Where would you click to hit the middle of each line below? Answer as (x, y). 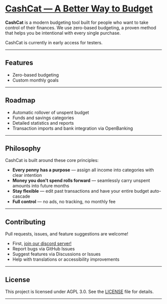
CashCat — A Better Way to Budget (79, 9)
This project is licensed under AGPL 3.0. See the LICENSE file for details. (80, 292)
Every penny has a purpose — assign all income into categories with (83, 170)
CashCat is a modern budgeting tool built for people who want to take (77, 22)
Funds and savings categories (43, 118)
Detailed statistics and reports (43, 123)
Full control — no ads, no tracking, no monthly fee (64, 202)
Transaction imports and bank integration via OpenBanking (73, 128)
